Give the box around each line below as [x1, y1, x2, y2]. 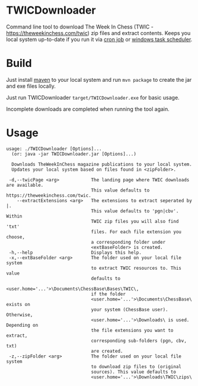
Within [6, 213, 23, 219]
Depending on [6, 322, 39, 328]
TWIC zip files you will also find [91, 218, 179, 224]
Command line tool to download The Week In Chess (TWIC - [6, 23, 154, 30]
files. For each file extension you [91, 229, 182, 235]
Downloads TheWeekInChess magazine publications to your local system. [11, 161, 193, 167]
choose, [6, 234, 25, 240]
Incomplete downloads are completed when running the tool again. [6, 105, 170, 113]
